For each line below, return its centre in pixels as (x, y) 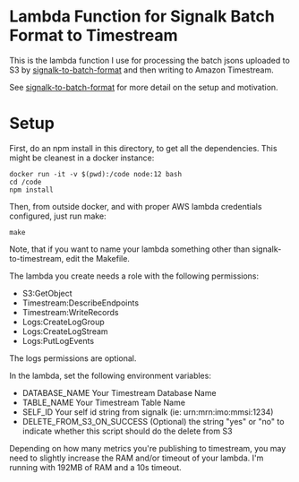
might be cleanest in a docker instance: (82, 158)
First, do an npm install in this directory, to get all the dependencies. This (143, 148)
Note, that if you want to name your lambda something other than (130, 249)
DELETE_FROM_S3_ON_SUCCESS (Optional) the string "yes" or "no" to (153, 421)
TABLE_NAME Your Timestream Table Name (104, 402)
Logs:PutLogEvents (58, 340)
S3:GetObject (47, 293)
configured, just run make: (58, 216)
